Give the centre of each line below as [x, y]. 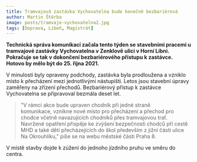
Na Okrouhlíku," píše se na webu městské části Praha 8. [88, 137]
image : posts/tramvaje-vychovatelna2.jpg [58, 22]
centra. [15, 154]
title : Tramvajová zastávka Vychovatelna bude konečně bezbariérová [92, 11]
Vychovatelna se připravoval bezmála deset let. [63, 94]
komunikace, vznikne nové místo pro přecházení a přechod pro [97, 111]
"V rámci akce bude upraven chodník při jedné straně [86, 105]
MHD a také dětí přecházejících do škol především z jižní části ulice [102, 130]
